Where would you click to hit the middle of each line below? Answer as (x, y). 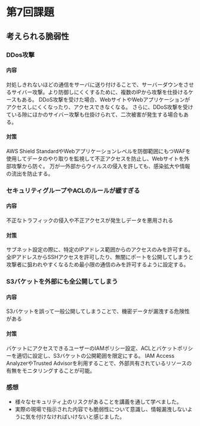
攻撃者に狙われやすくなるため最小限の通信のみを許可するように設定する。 (98, 264)
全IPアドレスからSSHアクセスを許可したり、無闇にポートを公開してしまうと (100, 257)
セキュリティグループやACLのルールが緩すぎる (73, 190)
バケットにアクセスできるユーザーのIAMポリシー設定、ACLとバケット (92, 348)
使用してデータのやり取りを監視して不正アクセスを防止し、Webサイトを (95, 159)
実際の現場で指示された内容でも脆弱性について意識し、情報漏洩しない (101, 409)
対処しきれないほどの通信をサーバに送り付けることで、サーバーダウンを (95, 84)
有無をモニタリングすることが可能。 (51, 370)
